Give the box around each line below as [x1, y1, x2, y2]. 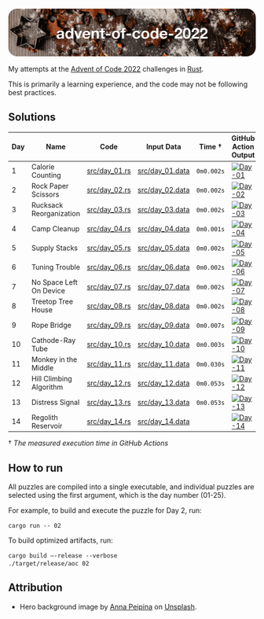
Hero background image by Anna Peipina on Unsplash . [19, 602, 197, 611]
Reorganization [31, 209, 81, 219]
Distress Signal [31, 398, 80, 407]
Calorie [31, 162, 55, 171]
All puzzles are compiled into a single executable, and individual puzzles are [8, 482, 255, 492]
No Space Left [31, 278, 78, 287]
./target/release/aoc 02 [8, 560, 90, 568]
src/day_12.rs [86, 378, 131, 388]
